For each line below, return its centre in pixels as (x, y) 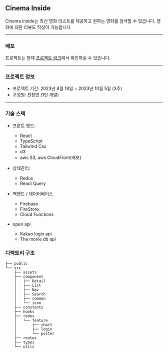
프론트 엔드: (24, 125)
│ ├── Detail (30, 281)
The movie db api (38, 239)
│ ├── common (30, 298)
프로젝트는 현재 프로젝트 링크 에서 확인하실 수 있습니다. (58, 58)
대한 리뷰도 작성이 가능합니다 (42, 27)
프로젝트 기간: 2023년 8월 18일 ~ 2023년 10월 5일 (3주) (67, 88)
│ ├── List (28, 285)
